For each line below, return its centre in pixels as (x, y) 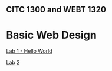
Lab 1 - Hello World (29, 51)
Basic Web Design (52, 35)
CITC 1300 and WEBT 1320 (56, 10)
